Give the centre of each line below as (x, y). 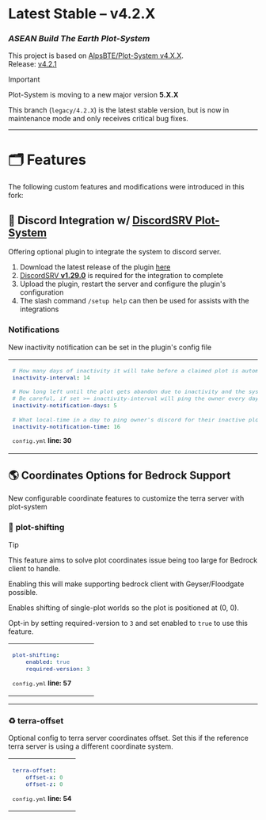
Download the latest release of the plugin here (95, 267)
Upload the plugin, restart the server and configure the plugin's (123, 284)
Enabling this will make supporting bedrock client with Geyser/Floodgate (126, 584)
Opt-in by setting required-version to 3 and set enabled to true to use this (128, 623)
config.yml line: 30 (42, 441)
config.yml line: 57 (42, 683)
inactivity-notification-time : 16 (66, 426)
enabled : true (47, 662)
